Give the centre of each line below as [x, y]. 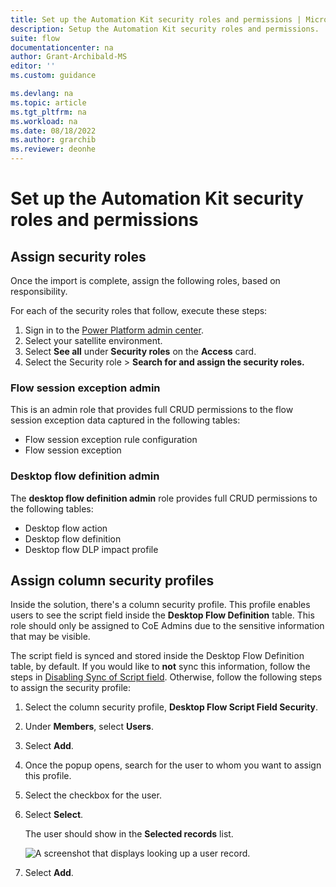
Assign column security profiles [112, 580]
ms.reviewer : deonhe [53, 149]
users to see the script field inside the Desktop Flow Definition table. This [162, 615]
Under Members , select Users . [89, 727]
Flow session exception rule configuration [111, 440]
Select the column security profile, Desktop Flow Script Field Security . [171, 707]
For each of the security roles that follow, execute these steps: [139, 310]
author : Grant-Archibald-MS [69, 57]
